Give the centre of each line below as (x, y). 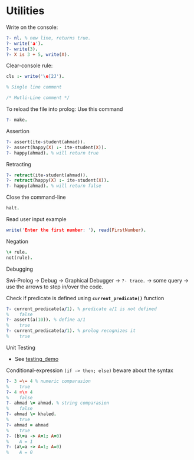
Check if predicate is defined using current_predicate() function (85, 298)
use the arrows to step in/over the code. (55, 287)
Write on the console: (32, 27)
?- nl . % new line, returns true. (49, 38)
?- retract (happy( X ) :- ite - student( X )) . (58, 180)
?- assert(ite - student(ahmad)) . (46, 142)
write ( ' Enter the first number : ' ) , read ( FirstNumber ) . (76, 230)
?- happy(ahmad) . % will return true (52, 153)
